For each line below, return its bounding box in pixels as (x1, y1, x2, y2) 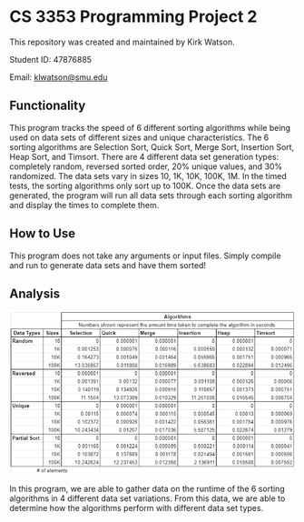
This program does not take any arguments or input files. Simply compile (9, 250, 281, 261)
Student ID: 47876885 (9, 54, 93, 65)
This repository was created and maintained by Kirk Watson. (9, 36, 236, 47)
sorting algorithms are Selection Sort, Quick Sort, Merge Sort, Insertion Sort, (9, 141, 295, 152)
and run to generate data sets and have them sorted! (9, 259, 207, 270)
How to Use (9, 226, 76, 242)
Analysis (9, 286, 61, 301)
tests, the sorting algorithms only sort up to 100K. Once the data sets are (9, 180, 281, 191)
